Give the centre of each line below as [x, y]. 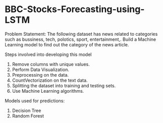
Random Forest [28, 116]
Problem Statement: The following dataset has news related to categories [81, 34]
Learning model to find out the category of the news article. [67, 44]
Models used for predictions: [35, 101]
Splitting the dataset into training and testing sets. [64, 85]
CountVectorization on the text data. [50, 80]
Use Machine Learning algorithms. [48, 91]
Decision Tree [27, 110]
